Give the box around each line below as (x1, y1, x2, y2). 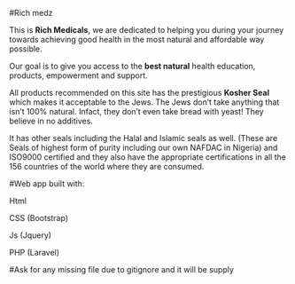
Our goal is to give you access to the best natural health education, (9, 61, 256, 71)
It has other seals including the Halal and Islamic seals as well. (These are (9, 133, 278, 143)
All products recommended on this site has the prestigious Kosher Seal (9, 88, 270, 98)
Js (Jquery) (9, 230, 51, 241)
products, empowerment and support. (9, 70, 148, 81)
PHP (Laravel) (9, 248, 60, 257)
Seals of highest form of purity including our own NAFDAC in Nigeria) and (9, 142, 278, 153)
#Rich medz (9, 8, 53, 18)
